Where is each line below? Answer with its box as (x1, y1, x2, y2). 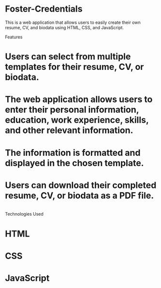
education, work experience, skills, (5, 115, 149, 126)
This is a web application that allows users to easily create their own (5, 19, 141, 25)
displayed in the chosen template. (5, 157, 144, 169)
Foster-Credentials (5, 3, 83, 15)
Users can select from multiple (5, 51, 131, 62)
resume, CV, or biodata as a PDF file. (5, 190, 154, 201)
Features (5, 34, 23, 40)
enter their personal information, (5, 104, 139, 115)
